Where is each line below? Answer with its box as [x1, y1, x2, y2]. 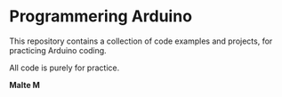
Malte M [9, 79, 40, 90]
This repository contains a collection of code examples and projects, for [9, 36, 273, 46]
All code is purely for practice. [9, 62, 120, 73]
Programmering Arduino [9, 6, 193, 27]
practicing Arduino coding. [9, 44, 107, 55]
